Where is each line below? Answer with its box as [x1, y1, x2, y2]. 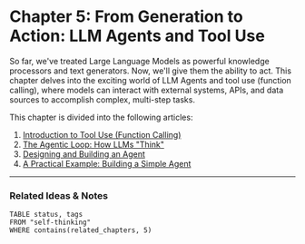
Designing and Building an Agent [22, 148, 145, 160]
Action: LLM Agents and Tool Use [9, 25, 265, 46]
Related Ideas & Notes [9, 189, 109, 201]
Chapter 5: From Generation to [9, 6, 243, 27]
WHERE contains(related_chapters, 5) [9, 226, 152, 235]
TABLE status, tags [9, 210, 84, 220]
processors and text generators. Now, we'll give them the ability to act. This [9, 65, 292, 76]
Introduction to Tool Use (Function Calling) [22, 129, 182, 140]
